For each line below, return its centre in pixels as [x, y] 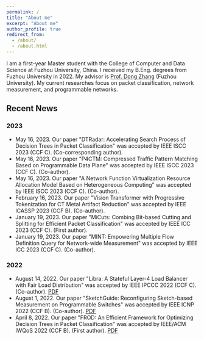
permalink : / [23, 12]
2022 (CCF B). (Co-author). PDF [55, 311]
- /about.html [30, 46]
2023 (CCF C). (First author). [51, 230]
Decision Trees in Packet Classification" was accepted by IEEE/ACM [100, 324]
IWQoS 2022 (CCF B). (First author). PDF [66, 330]
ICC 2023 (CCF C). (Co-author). [55, 249]
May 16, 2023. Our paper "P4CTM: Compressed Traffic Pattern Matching [106, 159]
